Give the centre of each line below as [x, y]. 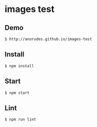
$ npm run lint [20, 119]
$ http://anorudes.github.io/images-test [48, 39]
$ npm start [17, 93]
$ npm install [19, 66]
